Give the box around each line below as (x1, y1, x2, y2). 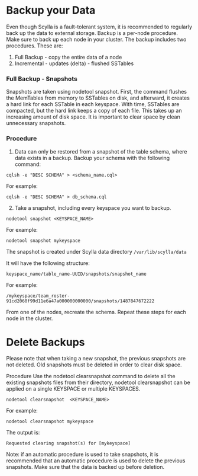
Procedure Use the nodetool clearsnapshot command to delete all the (6, 373, 176, 380)
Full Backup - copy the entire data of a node (14, 53, 122, 60)
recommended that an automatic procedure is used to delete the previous (6, 457, 186, 464)
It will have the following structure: (6, 259, 90, 267)
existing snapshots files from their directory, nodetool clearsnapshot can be (6, 379, 190, 386)
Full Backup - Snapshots (6, 75, 78, 83)
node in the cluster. (6, 315, 53, 322)
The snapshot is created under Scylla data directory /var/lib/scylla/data (6, 248, 187, 255)
